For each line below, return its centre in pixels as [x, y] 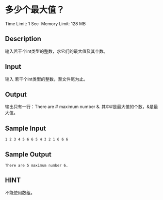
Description [23, 39]
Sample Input [25, 128]
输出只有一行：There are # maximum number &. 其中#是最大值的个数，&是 [79, 107]
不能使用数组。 [20, 192]
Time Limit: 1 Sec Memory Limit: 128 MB [45, 23]
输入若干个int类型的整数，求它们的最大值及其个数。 [57, 51]
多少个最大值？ [35, 10]
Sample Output [28, 154]
